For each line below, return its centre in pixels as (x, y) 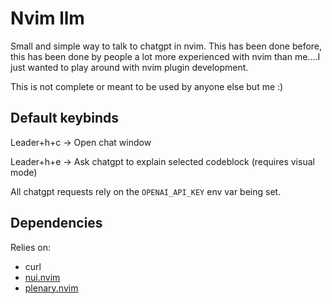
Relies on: (30, 247)
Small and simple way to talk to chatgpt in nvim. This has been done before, (166, 46)
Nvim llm (47, 18)
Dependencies (56, 223)
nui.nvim (42, 277)
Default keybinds (65, 118)
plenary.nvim (51, 288)
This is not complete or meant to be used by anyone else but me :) (147, 86)
